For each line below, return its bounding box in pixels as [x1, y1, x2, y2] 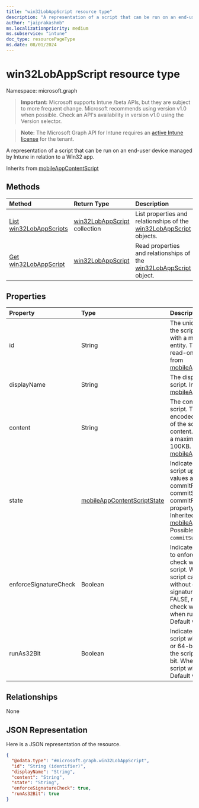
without [169, 580, 191, 589]
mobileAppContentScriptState [81, 497, 165, 505]
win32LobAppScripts [9, 224, 68, 232]
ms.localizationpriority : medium [6, 25, 89, 31]
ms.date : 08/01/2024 [6, 42, 57, 48]
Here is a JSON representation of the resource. [6, 741, 121, 748]
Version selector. [20, 117, 62, 125]
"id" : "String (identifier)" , [11, 763, 86, 769]
